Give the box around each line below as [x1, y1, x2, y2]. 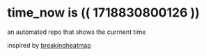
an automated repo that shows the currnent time [7, 28, 146, 36]
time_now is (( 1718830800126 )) [7, 5, 200, 21]
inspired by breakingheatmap [7, 41, 92, 49]
